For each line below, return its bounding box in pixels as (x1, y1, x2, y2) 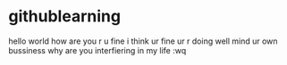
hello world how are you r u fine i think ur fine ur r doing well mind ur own (8, 36, 278, 46)
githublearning (8, 6, 122, 27)
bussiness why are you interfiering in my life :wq (8, 45, 187, 55)
